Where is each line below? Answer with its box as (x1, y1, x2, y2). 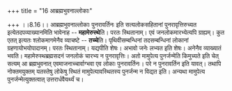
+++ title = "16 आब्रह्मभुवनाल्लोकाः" (7, 7, 93, 15)
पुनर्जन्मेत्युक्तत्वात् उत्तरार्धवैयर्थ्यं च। (7, 75, 84, 83)
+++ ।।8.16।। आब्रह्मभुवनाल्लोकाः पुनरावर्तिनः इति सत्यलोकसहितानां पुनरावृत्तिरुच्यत (7, 21, 197, 28)
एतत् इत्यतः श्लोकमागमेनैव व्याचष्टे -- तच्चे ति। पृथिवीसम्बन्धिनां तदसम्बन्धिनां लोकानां (7, 36, 190, 44)
